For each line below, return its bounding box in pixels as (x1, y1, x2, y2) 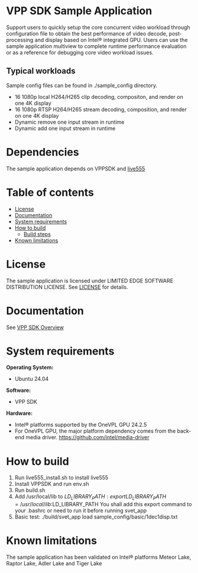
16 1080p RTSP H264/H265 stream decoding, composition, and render (14, 105, 187, 113)
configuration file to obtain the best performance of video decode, (6, 30, 168, 37)
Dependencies (6, 145, 79, 159)
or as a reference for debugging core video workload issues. (6, 49, 154, 56)
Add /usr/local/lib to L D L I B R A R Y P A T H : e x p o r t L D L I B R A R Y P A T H (14, 493, 167, 501)
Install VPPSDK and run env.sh (14, 481, 90, 488)
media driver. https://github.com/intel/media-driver (25, 434, 150, 441)
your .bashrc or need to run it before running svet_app (14, 507, 147, 514)
